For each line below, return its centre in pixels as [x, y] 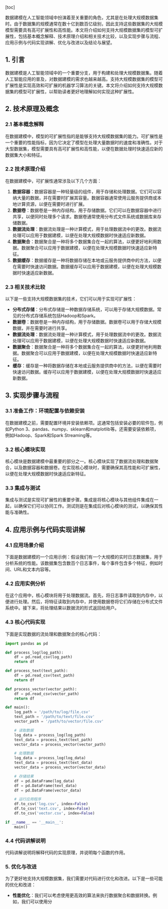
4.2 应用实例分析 [25, 583]
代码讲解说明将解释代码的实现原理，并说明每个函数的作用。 [66, 852]
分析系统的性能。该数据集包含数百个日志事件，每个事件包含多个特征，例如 [82, 563]
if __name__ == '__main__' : [34, 822]
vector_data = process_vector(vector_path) [60, 744]
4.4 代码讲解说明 [25, 840]
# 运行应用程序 [28, 799]
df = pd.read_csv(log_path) [43, 657]
